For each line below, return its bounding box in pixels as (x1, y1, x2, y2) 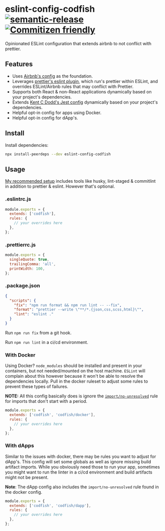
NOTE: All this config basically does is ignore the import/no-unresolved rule (5, 393, 158, 399)
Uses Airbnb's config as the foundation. (12, 73, 93, 79)
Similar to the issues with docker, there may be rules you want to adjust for (5, 453, 156, 459)
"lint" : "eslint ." (14, 312, 54, 317)
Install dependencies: (5, 142, 49, 148)
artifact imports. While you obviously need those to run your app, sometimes (5, 464, 160, 470)
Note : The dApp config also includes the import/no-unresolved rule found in (5, 484, 159, 490)
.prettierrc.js (5, 241, 36, 248)
